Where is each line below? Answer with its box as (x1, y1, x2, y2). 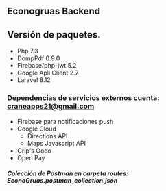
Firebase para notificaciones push (16, 117, 114, 125)
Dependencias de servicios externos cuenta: (7, 93, 160, 103)
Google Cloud (16, 125, 56, 133)
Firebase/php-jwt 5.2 (16, 62, 77, 70)
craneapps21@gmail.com (7, 102, 95, 112)
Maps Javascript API (27, 139, 86, 147)
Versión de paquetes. (7, 29, 101, 40)
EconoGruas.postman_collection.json (7, 177, 118, 185)
